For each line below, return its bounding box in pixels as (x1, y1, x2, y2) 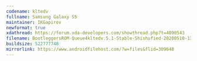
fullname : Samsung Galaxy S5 (6, 14, 77, 20)
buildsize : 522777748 (6, 41, 59, 47)
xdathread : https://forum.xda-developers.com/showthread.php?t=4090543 (6, 30, 185, 36)
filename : (6, 35, 30, 41)
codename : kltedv (6, 8, 49, 15)
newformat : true (6, 24, 46, 31)
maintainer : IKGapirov (6, 19, 62, 25)
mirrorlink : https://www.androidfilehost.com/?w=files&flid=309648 (6, 46, 175, 52)
